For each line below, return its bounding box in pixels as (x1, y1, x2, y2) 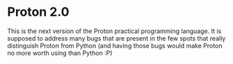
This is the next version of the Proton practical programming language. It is (7, 27, 222, 35)
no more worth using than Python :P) (7, 49, 113, 57)
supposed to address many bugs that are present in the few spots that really (7, 34, 226, 42)
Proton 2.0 (7, 4, 70, 20)
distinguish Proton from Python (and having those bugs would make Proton (7, 41, 223, 50)
